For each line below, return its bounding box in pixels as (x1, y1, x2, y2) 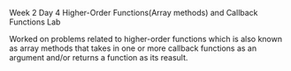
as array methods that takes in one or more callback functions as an (9, 43, 257, 53)
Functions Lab (9, 17, 61, 27)
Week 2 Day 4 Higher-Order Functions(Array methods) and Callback (9, 8, 258, 18)
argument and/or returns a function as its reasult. (9, 53, 188, 62)
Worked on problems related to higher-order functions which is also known (9, 34, 283, 44)
